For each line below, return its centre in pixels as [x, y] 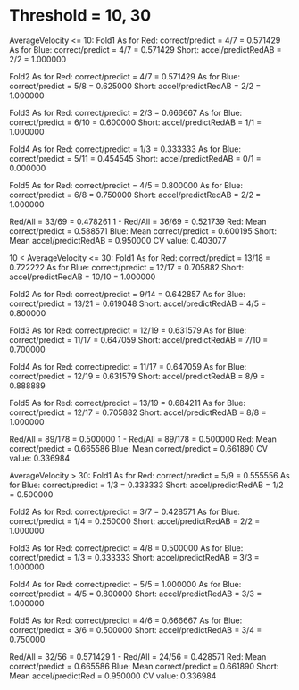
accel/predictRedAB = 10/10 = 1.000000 [83, 277]
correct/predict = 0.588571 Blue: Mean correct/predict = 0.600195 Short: [143, 231]
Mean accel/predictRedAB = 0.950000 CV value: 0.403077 [118, 240]
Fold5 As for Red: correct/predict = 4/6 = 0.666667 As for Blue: [126, 620]
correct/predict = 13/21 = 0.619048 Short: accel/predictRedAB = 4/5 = [138, 303]
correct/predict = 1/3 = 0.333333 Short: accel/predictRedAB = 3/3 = [135, 557]
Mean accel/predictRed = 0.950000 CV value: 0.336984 [113, 676]
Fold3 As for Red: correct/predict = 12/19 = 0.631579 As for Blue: [128, 330]
